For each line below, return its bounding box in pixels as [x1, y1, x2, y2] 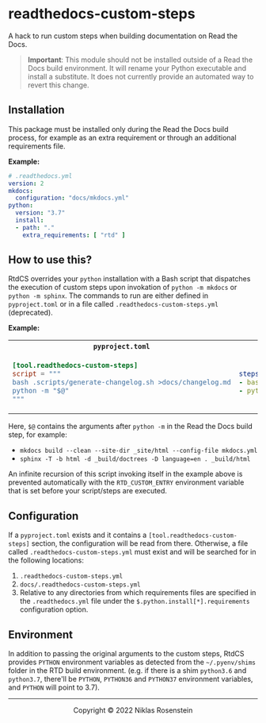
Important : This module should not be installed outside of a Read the [27, 55, 253, 64]
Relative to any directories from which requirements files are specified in [19, 588, 256, 597]
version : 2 [8, 180, 44, 188]
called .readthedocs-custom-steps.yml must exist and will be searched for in [8, 547, 256, 557]
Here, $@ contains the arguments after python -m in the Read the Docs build [8, 422, 253, 431]
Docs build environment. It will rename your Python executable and [27, 63, 247, 72]
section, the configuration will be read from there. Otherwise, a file [31, 539, 249, 548]
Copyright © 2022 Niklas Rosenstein [73, 705, 193, 715]
